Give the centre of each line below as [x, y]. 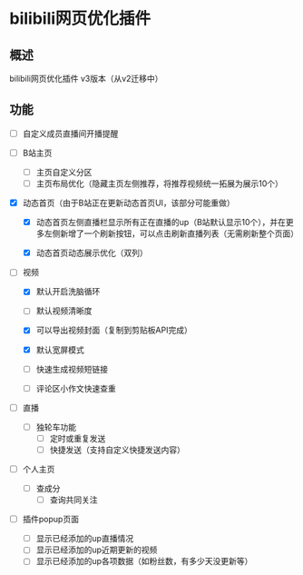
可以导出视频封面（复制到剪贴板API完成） [114, 330]
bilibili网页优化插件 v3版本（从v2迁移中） [86, 79]
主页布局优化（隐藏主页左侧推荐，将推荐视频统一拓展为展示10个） [160, 183]
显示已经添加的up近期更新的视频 [97, 550]
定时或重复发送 [78, 438]
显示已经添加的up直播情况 [85, 539]
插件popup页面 [51, 520]
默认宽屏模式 [60, 350]
